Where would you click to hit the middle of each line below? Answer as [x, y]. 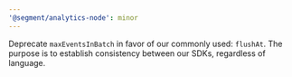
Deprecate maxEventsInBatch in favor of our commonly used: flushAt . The [146, 43]
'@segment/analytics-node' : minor [74, 18]
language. [27, 63]
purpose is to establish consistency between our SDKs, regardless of [137, 53]
